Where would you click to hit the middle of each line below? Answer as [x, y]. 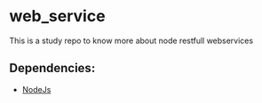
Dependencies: [52, 68]
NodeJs [36, 89]
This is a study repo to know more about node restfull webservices [131, 40]
